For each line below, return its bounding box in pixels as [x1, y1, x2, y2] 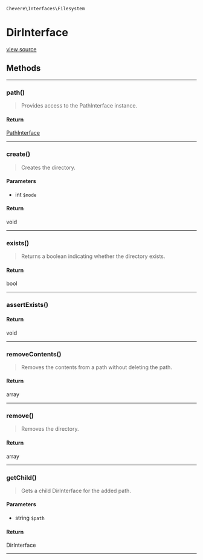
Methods [6, 63, 41, 74]
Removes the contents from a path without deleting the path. [21, 363, 172, 371]
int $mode [14, 191, 37, 198]
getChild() [6, 473, 37, 481]
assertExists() [6, 301, 48, 309]
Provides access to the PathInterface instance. [21, 102, 138, 109]
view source [6, 45, 37, 53]
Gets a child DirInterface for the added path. [21, 487, 132, 494]
